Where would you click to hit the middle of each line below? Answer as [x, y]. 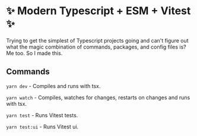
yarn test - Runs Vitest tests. [42, 115]
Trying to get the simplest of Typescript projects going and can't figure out [97, 40]
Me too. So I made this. [34, 53]
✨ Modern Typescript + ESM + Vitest [99, 11]
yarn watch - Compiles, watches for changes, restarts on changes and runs [98, 97]
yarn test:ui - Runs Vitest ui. [42, 127]
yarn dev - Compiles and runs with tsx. [53, 86]
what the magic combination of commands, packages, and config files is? [96, 47]
